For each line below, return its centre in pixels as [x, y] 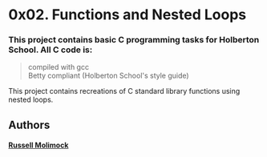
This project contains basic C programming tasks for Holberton [134, 40]
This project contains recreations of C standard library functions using [124, 91]
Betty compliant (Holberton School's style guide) [109, 76]
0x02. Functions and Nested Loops [127, 15]
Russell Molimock [38, 145]
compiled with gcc [59, 67]
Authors [29, 125]
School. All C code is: [51, 50]
